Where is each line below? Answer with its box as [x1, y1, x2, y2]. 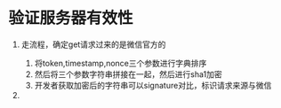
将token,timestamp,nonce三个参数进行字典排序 [34, 58, 207, 68]
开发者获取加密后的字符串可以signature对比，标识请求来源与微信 [34, 80, 272, 90]
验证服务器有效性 [8, 8, 134, 28]
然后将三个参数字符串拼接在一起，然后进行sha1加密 [34, 68, 223, 80]
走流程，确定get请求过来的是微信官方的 [20, 39, 166, 50]
